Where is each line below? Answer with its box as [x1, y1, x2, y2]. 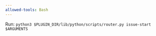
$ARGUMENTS [5, 26, 28, 31]
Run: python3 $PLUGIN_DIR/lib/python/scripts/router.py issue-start [5, 21, 151, 27]
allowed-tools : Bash [5, 7, 49, 12]
